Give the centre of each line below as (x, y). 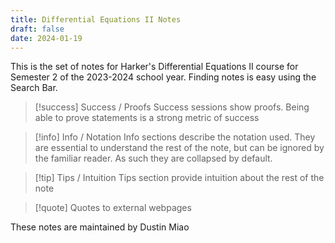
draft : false (37, 29)
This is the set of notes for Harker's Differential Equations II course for (154, 67)
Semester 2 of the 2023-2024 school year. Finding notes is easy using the (163, 77)
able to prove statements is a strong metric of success (147, 118)
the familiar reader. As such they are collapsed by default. (153, 158)
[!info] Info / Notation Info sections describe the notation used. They (175, 137)
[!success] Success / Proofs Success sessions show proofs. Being (172, 107)
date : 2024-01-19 (46, 38)
